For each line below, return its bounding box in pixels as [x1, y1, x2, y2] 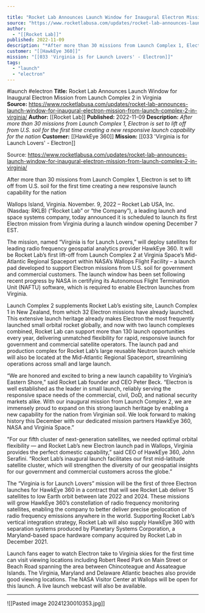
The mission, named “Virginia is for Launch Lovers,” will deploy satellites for [7, 238, 197, 246]
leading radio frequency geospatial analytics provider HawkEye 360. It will [7, 245, 193, 252]
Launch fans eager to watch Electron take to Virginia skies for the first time [7, 550, 194, 558]
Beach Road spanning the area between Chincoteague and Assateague [7, 563, 186, 570]
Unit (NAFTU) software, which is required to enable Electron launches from [7, 284, 195, 291]
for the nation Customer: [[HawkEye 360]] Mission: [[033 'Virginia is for [7, 133, 189, 140]
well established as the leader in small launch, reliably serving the [7, 385, 172, 392]
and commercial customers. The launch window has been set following [7, 271, 185, 278]
